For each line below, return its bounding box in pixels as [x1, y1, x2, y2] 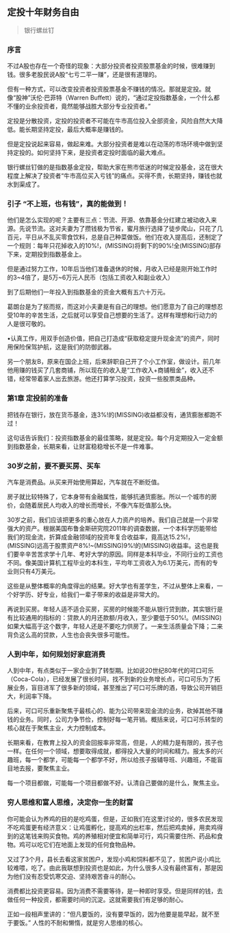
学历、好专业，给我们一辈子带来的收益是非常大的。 [18, 590, 163, 599]
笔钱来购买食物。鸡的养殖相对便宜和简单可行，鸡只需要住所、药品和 [25, 831, 217, 840]
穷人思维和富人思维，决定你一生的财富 [7, 798, 133, 807]
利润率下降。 [18, 692, 55, 700]
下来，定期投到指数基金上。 [7, 250, 86, 259]
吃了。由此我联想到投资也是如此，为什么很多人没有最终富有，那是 [30, 864, 217, 872]
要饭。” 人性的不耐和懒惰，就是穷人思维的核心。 [12, 919, 147, 927]
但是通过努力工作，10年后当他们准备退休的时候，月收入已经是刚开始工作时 [7, 265, 218, 273]
